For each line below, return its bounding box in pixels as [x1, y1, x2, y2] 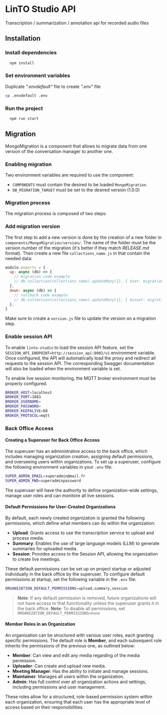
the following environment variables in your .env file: [5, 464, 113, 470]
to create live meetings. [12, 556, 61, 562]
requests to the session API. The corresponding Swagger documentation [5, 360, 155, 366]
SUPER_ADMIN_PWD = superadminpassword [5, 478, 81, 483]
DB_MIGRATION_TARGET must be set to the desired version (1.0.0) [12, 187, 140, 193]
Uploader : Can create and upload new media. [12, 663, 106, 669]
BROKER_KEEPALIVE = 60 [5, 409, 48, 414]
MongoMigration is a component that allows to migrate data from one [5, 143, 148, 149]
